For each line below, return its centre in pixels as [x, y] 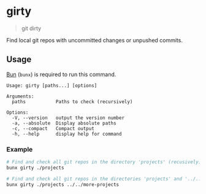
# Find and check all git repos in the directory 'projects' [86, 162]
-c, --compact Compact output [53, 128]
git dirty [31, 28]
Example [20, 149]
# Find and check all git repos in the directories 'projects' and [94, 179]
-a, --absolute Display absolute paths [64, 123]
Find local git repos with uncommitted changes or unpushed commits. [94, 40]
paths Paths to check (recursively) [72, 102]
